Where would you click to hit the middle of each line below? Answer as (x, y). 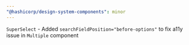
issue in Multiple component (42, 35)
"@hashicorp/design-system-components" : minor (66, 12)
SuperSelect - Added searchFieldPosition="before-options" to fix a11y (94, 29)
